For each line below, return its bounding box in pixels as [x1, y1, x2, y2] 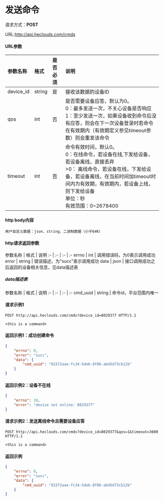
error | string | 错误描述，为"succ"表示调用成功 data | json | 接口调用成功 [5, 258, 151, 264]
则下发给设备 [65, 188, 95, 195]
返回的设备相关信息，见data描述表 [9, 264, 78, 270]
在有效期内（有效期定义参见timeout [65, 127, 146, 134]
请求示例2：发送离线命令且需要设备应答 [5, 418, 85, 424]
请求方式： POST [5, 22, 39, 27]
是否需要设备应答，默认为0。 [65, 98, 132, 104]
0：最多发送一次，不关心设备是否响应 [65, 105, 152, 112]
